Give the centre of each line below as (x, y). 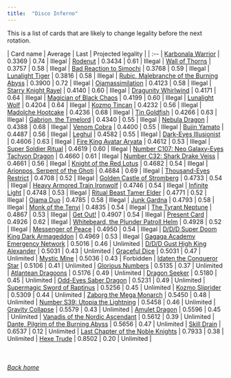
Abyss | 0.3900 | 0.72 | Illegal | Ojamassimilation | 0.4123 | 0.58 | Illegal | (109, 82)
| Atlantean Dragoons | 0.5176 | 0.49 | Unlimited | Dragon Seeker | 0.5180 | (112, 273)
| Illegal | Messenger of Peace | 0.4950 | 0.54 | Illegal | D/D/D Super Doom (112, 229)
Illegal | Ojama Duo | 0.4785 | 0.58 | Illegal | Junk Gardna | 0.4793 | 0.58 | (111, 199)
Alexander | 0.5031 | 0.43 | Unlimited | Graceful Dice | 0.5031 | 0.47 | (104, 251)
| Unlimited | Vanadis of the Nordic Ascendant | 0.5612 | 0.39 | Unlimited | (111, 316)
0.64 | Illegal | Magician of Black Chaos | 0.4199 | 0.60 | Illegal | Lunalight (111, 98)
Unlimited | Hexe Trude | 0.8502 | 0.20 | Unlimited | (79, 338)
